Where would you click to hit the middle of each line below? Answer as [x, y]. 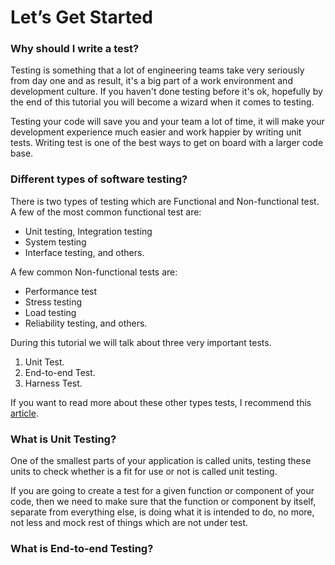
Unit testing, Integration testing [88, 231]
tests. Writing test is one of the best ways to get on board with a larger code [167, 143]
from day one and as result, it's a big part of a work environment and [151, 81]
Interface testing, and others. [84, 252]
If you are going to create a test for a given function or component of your [162, 491]
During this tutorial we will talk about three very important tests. [141, 342]
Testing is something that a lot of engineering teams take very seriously [157, 70]
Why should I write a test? [75, 49]
